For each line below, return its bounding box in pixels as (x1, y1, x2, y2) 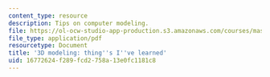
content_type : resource (8, 11, 88, 20)
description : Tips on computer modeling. (8, 19, 149, 27)
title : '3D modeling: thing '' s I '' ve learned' (8, 49, 167, 57)
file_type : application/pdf (8, 34, 103, 43)
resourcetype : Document (8, 42, 88, 50)
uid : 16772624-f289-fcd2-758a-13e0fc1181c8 (8, 57, 157, 65)
